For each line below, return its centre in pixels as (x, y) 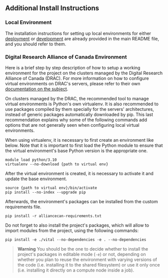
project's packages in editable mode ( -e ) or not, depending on (81, 254)
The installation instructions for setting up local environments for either (78, 33)
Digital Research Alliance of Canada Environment (66, 57)
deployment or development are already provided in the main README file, (82, 38)
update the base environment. (36, 179)
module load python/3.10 (31, 160)
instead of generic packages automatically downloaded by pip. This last (79, 114)
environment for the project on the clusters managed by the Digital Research (84, 73)
